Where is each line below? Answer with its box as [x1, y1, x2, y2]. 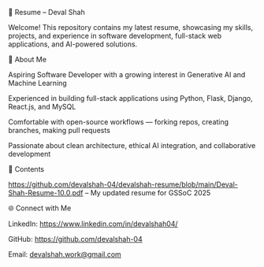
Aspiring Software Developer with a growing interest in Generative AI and [8, 70, 246, 79]
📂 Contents [8, 165, 45, 173]
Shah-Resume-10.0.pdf [8, 188, 84, 197]
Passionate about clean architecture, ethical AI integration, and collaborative [8, 141, 256, 150]
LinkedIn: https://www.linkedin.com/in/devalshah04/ [8, 219, 179, 228]
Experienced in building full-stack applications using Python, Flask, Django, [8, 94, 254, 102]
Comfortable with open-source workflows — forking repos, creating [8, 117, 229, 126]
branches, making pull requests [8, 126, 110, 135]
